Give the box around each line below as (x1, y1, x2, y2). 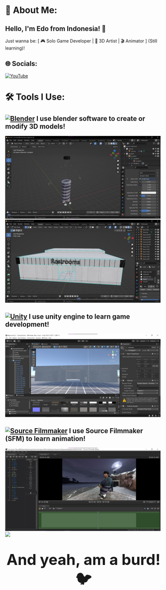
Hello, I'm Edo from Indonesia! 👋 (5, 24, 106, 33)
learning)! (5, 45, 25, 51)
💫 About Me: (5, 4, 58, 16)
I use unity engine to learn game (28, 312, 130, 321)
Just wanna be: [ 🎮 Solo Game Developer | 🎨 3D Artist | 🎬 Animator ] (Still (5, 38, 158, 44)
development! (5, 320, 50, 329)
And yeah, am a (6, 550, 118, 569)
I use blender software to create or (36, 114, 146, 123)
